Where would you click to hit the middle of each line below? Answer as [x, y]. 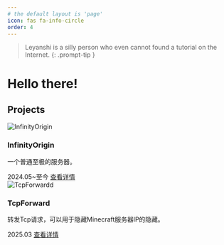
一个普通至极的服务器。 [42, 161]
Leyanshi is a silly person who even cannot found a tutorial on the [121, 48]
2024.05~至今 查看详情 [42, 176]
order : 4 [20, 27]
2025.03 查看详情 [33, 234]
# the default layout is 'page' [55, 14]
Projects [26, 110]
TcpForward [29, 203]
